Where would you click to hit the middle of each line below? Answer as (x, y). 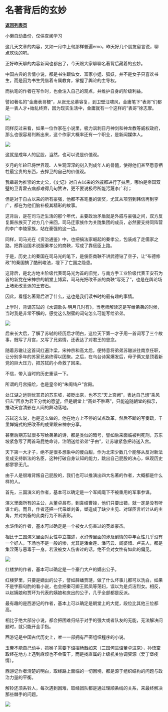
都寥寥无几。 (18, 464)
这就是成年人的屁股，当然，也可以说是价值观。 (53, 154)
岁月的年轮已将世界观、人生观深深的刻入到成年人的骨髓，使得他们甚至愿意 (82, 165)
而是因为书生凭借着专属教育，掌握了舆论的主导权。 (66, 80)
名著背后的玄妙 (36, 10)
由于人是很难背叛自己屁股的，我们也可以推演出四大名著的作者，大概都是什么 (84, 475)
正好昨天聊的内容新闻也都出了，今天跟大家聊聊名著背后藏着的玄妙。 (75, 63)
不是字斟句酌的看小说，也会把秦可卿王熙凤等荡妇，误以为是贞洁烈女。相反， (84, 586)
